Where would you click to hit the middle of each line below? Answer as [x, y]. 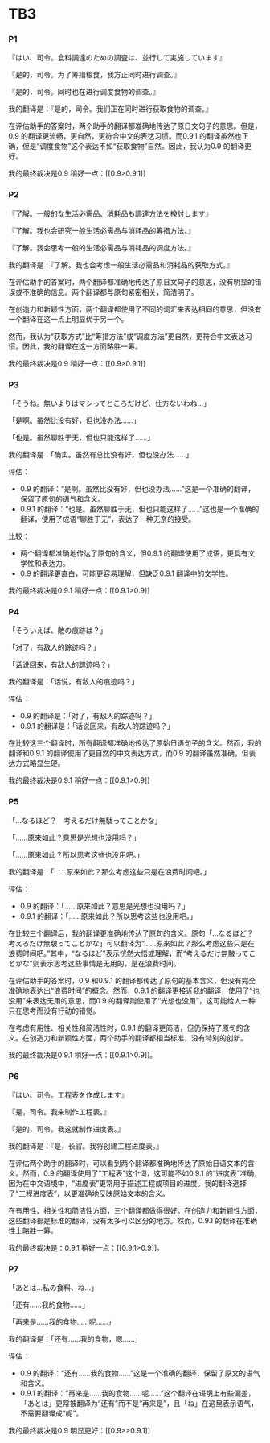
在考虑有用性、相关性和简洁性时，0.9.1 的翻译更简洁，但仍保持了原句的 [126, 1027]
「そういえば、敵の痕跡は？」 [57, 631]
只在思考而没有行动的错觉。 [54, 1011]
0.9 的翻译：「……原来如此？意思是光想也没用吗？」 [105, 906]
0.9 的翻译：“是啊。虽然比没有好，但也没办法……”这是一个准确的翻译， [137, 489]
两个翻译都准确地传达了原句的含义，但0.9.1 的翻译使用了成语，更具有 [134, 553]
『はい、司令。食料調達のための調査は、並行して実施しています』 [117, 58]
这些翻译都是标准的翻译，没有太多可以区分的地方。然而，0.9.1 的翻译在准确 [133, 1220]
